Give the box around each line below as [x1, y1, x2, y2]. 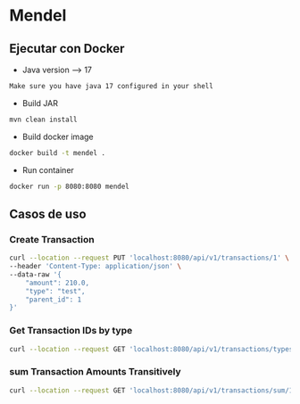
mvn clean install [9, 115, 78, 124]
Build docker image [21, 131, 94, 142]
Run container [21, 164, 74, 175]
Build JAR [21, 97, 58, 108]
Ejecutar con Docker [9, 41, 125, 56]
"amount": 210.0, [25, 278, 90, 287]
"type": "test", [25, 286, 87, 295]
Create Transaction [9, 233, 96, 245]
